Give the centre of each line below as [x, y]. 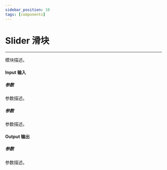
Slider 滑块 [27, 41]
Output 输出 [17, 136]
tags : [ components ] [25, 14]
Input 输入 [16, 72]
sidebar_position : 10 [28, 10]
